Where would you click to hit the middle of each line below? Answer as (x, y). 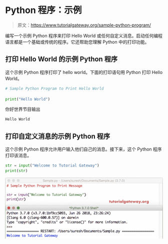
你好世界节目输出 (23, 109)
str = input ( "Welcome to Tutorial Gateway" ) (52, 165)
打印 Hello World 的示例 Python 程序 (61, 59)
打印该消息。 (18, 155)
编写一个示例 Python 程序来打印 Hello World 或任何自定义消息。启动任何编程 (84, 35)
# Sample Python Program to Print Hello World (54, 88)
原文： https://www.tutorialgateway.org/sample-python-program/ (84, 25)
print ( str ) (16, 170)
